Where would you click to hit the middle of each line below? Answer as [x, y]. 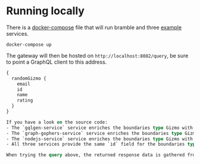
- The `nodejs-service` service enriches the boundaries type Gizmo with [100, 139]
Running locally [46, 11]
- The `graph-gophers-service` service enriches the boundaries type [94, 133]
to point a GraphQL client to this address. [57, 62]
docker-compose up [29, 45]
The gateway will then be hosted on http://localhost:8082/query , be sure [97, 55]
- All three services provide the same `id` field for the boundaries [96, 144]
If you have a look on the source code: [57, 122]
